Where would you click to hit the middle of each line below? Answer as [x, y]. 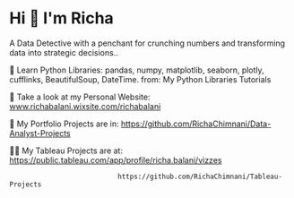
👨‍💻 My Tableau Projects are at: [66, 151]
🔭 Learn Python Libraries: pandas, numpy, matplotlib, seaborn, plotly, [137, 70]
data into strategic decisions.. [64, 52]
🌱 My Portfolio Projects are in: [64, 124]
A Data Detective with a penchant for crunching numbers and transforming [147, 43]
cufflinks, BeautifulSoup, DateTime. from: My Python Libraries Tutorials [140, 79]
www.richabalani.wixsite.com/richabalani [85, 106]
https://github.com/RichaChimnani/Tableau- [200, 176]
